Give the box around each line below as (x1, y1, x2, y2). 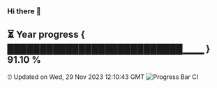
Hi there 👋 (7, 6, 42, 16)
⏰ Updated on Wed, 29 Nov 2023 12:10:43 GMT (7, 73, 145, 81)
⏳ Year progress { (7, 29, 86, 41)
